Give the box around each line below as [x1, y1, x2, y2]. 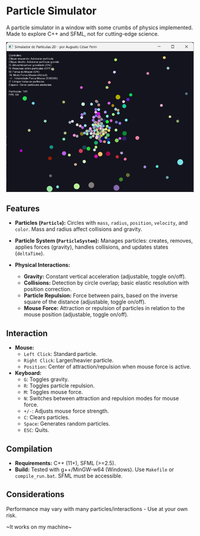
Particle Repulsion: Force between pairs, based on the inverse [23, 292, 178, 299]
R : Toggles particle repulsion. [23, 382, 95, 389]
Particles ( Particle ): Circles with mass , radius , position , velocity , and [14, 219, 188, 227]
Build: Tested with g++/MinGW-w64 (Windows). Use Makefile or [14, 466, 174, 473]
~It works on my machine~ [6, 523, 72, 530]
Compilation [6, 444, 52, 454]
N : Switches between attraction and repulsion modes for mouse [23, 395, 179, 402]
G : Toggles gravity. [23, 376, 70, 383]
